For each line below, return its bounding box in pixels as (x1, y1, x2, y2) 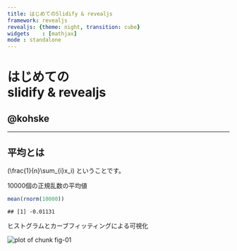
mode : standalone (7, 37, 61, 44)
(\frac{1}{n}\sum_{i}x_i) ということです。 (7, 166, 126, 175)
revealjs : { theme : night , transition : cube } (7, 23, 140, 30)
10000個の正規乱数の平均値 (7, 181, 88, 190)
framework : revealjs (7, 17, 68, 24)
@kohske (7, 112, 49, 124)
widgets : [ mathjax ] (7, 30, 78, 37)
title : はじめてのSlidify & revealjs (7, 10, 113, 18)
